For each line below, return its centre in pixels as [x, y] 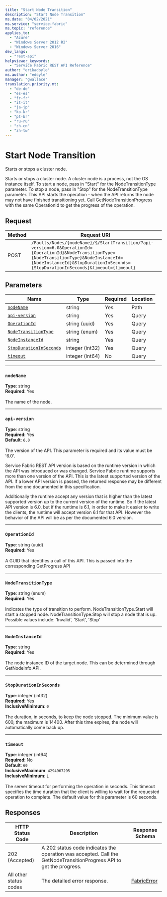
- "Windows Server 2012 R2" [39, 42]
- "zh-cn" [20, 126]
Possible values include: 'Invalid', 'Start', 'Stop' [53, 620]
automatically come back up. [35, 727]
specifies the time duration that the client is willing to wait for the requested [82, 792]
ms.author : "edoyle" [27, 75]
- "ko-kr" [20, 112]
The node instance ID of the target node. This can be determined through [80, 663]
